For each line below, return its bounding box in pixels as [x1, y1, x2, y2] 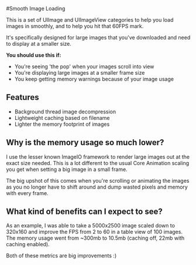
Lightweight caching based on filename [14, 114, 110, 121]
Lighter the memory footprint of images [14, 120, 110, 128]
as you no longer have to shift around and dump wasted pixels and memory [6, 183, 188, 190]
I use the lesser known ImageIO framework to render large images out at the [6, 153, 190, 160]
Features [6, 92, 39, 102]
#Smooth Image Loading [6, 5, 66, 12]
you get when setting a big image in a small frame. [6, 166, 128, 173]
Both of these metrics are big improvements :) [6, 252, 117, 259]
